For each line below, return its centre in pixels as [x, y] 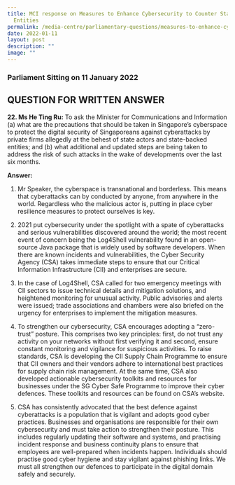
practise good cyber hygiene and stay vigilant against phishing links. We [121, 459]
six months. [24, 161]
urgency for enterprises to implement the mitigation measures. [107, 313]
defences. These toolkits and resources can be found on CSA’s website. [121, 393]
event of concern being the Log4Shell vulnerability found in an [107, 240]
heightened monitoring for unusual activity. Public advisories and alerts [120, 298]
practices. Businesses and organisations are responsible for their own [118, 422]
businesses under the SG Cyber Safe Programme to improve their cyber [121, 385]
